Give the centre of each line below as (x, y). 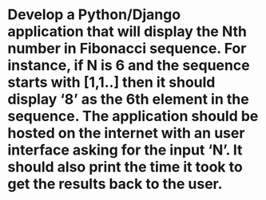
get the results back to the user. (115, 184)
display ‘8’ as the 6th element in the (128, 99)
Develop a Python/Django (94, 15)
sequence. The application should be (133, 116)
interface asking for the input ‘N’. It (125, 150)
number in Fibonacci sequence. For (127, 49)
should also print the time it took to (125, 167)
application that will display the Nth (127, 31)
